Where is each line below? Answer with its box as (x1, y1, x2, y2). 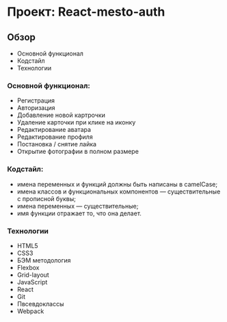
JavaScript (16, 278, 48, 286)
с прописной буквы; (16, 194, 77, 202)
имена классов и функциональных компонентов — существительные (16, 187, 221, 196)
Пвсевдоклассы (16, 299, 64, 308)
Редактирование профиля (16, 133, 94, 141)
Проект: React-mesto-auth (7, 4, 165, 20)
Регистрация (16, 96, 55, 105)
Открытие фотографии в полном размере (16, 148, 139, 156)
